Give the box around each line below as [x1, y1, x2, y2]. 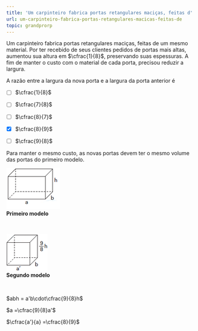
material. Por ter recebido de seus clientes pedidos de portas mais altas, [6, 46, 187, 54]
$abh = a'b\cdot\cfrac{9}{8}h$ [6, 295, 83, 302]
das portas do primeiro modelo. [6, 156, 85, 163]
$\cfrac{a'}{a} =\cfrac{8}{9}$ [6, 318, 80, 326]
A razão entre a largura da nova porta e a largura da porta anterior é [6, 77, 175, 85]
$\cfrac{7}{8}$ [14, 101, 53, 108]
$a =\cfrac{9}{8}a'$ [6, 306, 56, 313]
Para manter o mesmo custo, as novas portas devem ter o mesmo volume [6, 149, 190, 156]
